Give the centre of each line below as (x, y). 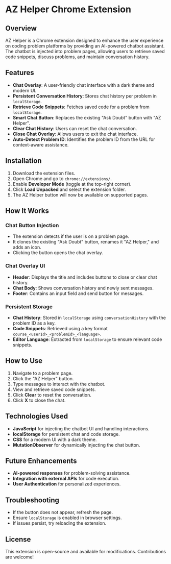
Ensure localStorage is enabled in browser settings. (67, 518)
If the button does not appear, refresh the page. (63, 512)
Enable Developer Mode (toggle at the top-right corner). (72, 184)
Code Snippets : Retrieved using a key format (60, 328)
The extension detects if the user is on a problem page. (71, 236)
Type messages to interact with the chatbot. (59, 384)
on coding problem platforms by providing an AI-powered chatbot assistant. (85, 46)
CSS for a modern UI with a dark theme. (55, 439)
